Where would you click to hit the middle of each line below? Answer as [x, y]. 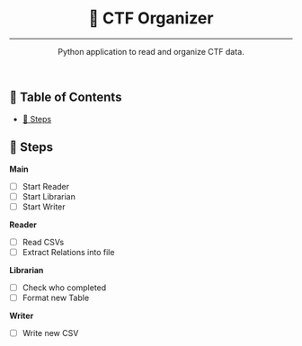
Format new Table [56, 297]
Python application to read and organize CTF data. [151, 51]
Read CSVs [43, 242]
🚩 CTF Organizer [151, 18]
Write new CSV [50, 333]
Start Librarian [49, 196]
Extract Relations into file [68, 252]
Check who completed [64, 288]
